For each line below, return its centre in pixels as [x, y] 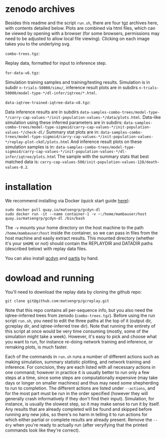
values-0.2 [16, 167]
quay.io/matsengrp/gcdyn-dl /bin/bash [45, 218]
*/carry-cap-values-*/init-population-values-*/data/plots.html [73, 117]
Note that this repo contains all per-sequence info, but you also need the [79, 310]
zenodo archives [40, 9]
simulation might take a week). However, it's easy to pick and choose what [81, 336]
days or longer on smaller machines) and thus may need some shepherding [82, 383]
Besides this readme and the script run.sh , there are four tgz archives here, [82, 23]
